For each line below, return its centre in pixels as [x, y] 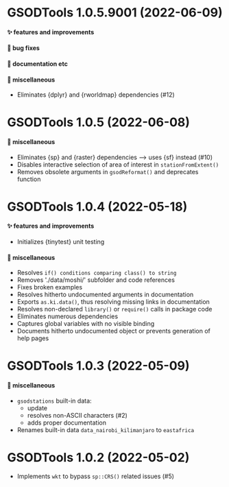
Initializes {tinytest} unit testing [61, 241]
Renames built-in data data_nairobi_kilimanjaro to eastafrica [105, 429]
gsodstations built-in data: [54, 401]
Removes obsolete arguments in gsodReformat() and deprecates [108, 171]
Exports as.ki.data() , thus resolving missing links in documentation [113, 302]
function [29, 179]
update [37, 408]
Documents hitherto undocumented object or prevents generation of [113, 331]
